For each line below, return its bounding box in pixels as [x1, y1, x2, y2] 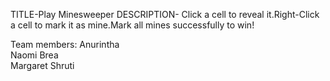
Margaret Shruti [10, 60, 75, 71]
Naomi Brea [10, 49, 59, 61]
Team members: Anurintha [10, 39, 120, 50]
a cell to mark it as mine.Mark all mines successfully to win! [10, 19, 255, 31]
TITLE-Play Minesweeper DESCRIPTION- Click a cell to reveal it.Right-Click [10, 9, 320, 20]
